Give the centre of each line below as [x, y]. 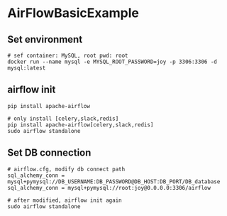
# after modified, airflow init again [65, 200]
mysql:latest [27, 68]
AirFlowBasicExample [73, 13]
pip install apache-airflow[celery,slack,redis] [81, 125]
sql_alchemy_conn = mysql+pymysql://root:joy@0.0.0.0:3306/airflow [109, 188]
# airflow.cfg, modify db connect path [66, 169]
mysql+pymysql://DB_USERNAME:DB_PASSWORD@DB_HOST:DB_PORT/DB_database [114, 182]
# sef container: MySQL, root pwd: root [68, 55]
